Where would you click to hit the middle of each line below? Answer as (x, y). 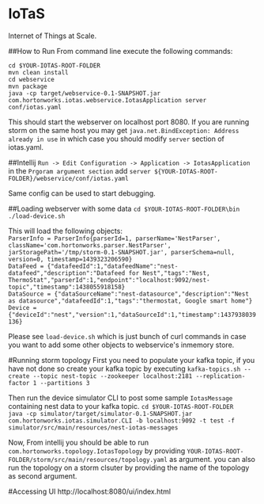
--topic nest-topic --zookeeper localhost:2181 (113, 376)
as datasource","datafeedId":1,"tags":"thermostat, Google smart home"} (130, 301)
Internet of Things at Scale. (53, 36)
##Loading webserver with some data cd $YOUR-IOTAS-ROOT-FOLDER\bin (124, 208)
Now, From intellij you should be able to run (78, 442)
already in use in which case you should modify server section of (117, 139)
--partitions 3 (65, 383)
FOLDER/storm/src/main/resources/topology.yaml (88, 460)
